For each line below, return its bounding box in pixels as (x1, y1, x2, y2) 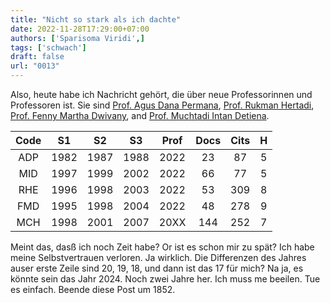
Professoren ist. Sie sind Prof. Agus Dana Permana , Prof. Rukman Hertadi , (10, 99, 315, 111)
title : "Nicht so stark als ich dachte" (10, 14, 182, 25)
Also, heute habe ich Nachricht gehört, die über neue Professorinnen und (10, 89, 313, 100)
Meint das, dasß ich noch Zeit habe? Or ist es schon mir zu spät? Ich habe (10, 241, 315, 253)
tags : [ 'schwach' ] (10, 42, 87, 53)
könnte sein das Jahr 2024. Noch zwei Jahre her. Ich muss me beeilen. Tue (10, 273, 321, 285)
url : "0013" (10, 61, 60, 71)
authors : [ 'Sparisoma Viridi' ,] (10, 33, 145, 43)
